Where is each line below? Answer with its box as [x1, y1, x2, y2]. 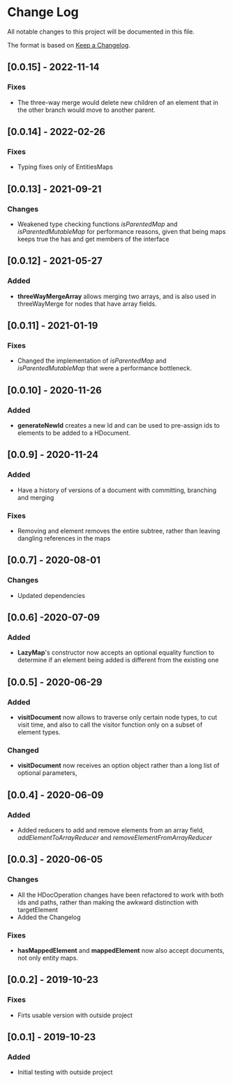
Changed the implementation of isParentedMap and [17, 356, 167, 365]
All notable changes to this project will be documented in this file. [7, 27, 195, 36]
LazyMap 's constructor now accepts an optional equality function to [17, 648, 215, 657]
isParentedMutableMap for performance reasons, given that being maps [17, 228, 226, 235]
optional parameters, [17, 769, 78, 777]
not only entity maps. [17, 953, 79, 963]
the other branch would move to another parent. [17, 106, 156, 114]
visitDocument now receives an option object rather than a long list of [17, 761, 220, 770]
